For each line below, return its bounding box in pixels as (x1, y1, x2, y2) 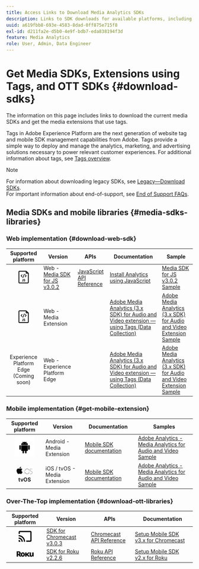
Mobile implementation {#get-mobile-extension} (6, 405, 150, 413)
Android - (45, 437, 70, 445)
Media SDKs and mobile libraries (6, 207, 129, 218)
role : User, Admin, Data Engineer (6, 41, 92, 47)
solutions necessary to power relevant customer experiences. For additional (6, 148, 191, 155)
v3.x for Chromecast (134, 536, 185, 544)
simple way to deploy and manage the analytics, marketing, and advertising (6, 142, 191, 149)
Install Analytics (109, 271, 148, 278)
